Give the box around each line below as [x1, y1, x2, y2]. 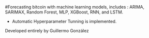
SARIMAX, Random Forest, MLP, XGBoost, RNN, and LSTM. [5, 9, 123, 15]
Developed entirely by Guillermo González [5, 28, 89, 33]
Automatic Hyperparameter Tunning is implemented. [12, 19, 117, 24]
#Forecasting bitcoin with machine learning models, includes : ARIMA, [5, 4, 145, 10]
